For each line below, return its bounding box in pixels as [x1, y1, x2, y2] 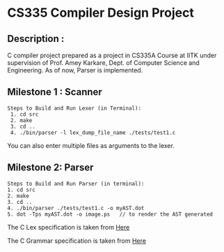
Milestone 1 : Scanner [7, 86, 102, 98]
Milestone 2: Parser [7, 162, 94, 174]
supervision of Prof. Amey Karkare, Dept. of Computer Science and [7, 59, 200, 67]
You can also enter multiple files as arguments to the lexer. [7, 141, 175, 149]
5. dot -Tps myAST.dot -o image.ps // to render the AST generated [7, 211, 214, 218]
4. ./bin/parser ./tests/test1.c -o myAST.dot [7, 205, 145, 212]
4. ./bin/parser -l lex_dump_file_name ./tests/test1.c [10, 129, 176, 136]
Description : [7, 33, 65, 45]
